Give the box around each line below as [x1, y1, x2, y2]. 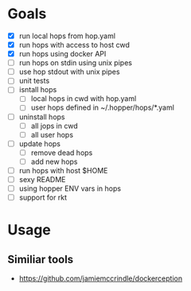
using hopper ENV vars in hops [18, 184, 121, 193]
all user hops [30, 130, 73, 139]
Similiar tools [7, 252, 74, 266]
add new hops [30, 157, 78, 166]
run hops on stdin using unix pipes [18, 58, 133, 68]
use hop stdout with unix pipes [18, 67, 120, 76]
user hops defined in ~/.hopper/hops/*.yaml [30, 103, 174, 112]
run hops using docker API [18, 49, 107, 59]
